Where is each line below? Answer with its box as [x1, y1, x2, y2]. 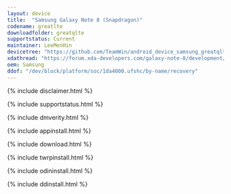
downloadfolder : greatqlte [7, 29, 85, 36]
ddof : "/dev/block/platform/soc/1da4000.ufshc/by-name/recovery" [7, 67, 198, 74]
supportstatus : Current [7, 36, 76, 43]
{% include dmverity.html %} [7, 113, 89, 121]
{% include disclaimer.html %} [7, 87, 93, 95]
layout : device [7, 10, 51, 17]
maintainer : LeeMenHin [7, 42, 72, 49]
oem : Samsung [7, 61, 45, 68]
